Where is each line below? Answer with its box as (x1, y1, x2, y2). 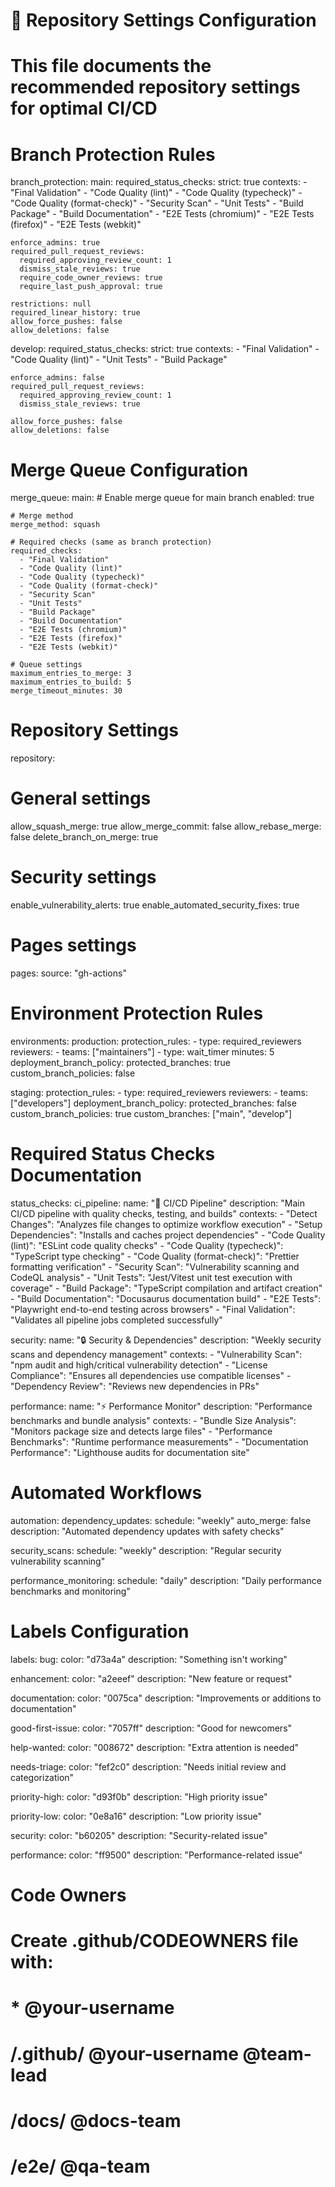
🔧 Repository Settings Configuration (10, 9, 317, 32)
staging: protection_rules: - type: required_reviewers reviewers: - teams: (10, 1086, 308, 1098)
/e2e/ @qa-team (10, 2155, 151, 2178)
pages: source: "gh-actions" (10, 967, 127, 979)
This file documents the (10, 55, 212, 78)
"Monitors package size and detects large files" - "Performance (10, 1425, 273, 1437)
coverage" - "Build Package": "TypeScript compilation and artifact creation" (10, 1282, 323, 1294)
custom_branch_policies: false (10, 1067, 136, 1079)
